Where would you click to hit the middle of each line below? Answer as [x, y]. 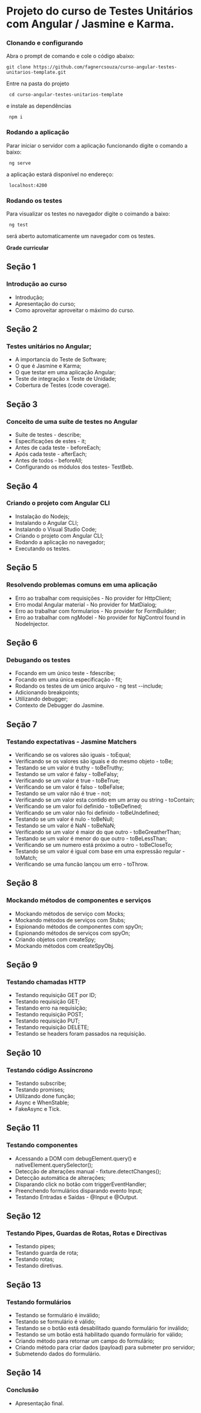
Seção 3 [22, 404]
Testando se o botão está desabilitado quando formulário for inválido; [102, 1328]
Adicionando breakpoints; [47, 693]
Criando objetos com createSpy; [55, 939]
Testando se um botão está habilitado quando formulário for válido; [99, 1335]
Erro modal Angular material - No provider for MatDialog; [86, 604]
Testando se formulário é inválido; [58, 1316]
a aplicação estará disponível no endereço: [60, 174]
